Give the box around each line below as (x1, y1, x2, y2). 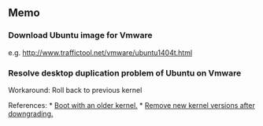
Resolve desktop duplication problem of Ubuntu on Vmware (8, 67, 242, 78)
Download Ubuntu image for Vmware (8, 30, 153, 41)
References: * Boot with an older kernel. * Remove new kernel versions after (8, 100, 256, 109)
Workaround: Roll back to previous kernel (8, 85, 143, 94)
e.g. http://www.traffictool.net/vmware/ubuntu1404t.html (8, 47, 193, 57)
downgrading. (8, 109, 54, 118)
